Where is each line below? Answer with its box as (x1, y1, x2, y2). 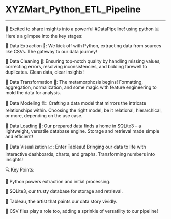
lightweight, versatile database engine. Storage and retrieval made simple (5, 128, 159, 134)
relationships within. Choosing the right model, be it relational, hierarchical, (5, 107, 162, 113)
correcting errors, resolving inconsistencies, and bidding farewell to (5, 63, 147, 69)
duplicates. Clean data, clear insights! (5, 69, 84, 75)
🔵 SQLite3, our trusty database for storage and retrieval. (5, 188, 123, 194)
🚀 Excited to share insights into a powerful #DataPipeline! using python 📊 (5, 26, 159, 32)
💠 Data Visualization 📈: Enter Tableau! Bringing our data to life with (5, 143, 146, 150)
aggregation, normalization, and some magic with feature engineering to (5, 84, 157, 90)
